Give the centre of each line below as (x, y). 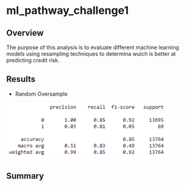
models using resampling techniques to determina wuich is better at (91, 54)
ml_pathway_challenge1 (68, 11)
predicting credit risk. (33, 60)
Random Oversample (41, 94)
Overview (25, 33)
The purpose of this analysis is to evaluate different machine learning (93, 47)
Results (21, 79)
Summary (25, 176)
